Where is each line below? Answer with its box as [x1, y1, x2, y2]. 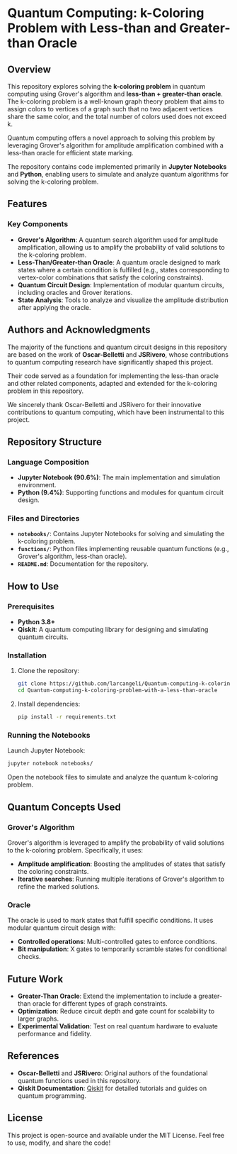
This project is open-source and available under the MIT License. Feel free [7, 1131, 225, 1139]
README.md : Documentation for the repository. [17, 560, 149, 568]
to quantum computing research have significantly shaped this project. [7, 357, 214, 366]
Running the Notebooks [7, 731, 91, 740]
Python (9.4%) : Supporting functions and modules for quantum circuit [17, 488, 224, 497]
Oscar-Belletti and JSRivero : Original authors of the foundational [17, 1069, 208, 1077]
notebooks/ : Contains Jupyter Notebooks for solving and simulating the [17, 530, 225, 538]
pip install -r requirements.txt [17, 714, 117, 721]
